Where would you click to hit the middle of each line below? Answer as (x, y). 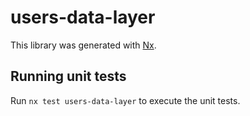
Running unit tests (68, 76)
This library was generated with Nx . (83, 45)
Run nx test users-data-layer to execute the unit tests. (125, 100)
